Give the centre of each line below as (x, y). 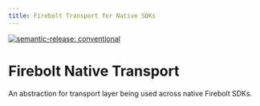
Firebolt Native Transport (94, 71)
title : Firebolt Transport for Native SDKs (82, 16)
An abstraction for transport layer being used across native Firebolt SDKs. (130, 93)
